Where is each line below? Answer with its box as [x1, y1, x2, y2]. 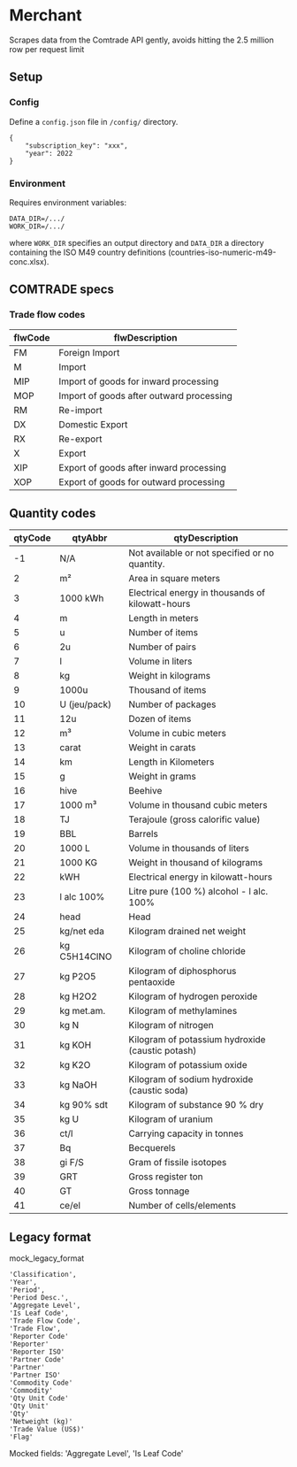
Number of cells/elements [128, 1200, 237, 1212]
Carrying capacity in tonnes [128, 1127, 244, 1140]
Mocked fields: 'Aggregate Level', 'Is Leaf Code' [9, 1448, 184, 1459]
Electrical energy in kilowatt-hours [128, 871, 273, 883]
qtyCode [13, 532, 51, 544]
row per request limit [9, 43, 85, 54]
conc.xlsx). [9, 256, 49, 266]
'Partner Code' [9, 1356, 65, 1364]
